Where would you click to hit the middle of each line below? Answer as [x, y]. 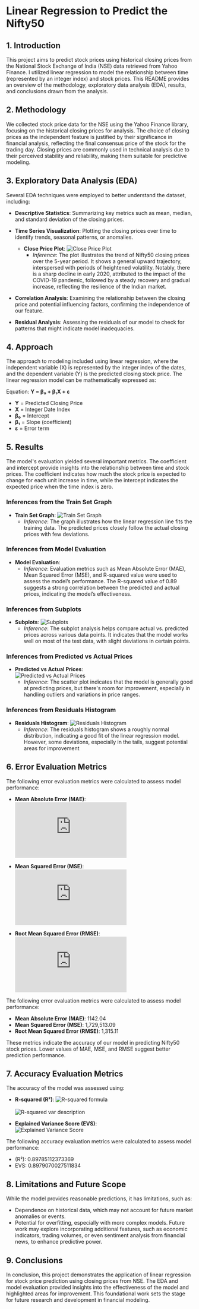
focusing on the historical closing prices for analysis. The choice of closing [98, 130]
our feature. [29, 311]
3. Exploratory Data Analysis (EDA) [72, 181]
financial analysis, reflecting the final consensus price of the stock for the [96, 143]
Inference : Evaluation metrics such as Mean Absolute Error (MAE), [105, 568]
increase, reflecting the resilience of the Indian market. [99, 286]
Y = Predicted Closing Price [49, 403]
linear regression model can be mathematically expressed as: [81, 380]
